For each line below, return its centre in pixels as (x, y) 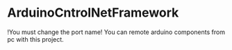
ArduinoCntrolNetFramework (93, 13)
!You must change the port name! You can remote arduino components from (116, 32)
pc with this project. (35, 39)
